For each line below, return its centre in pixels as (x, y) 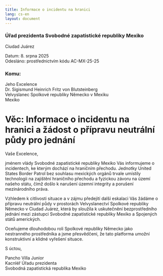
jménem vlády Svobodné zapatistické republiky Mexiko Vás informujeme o (80, 163)
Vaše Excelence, (22, 154)
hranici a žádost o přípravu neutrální (80, 130)
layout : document (23, 19)
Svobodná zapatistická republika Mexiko (46, 268)
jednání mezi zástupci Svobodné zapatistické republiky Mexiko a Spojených (81, 214)
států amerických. (23, 219)
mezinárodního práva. (27, 189)
